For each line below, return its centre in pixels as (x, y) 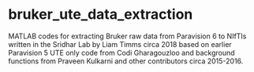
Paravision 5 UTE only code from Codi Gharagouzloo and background (121, 52)
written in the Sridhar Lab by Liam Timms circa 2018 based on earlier (120, 44)
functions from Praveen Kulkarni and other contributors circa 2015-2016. (126, 61)
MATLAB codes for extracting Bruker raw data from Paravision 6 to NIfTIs (127, 36)
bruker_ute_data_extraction (101, 14)
